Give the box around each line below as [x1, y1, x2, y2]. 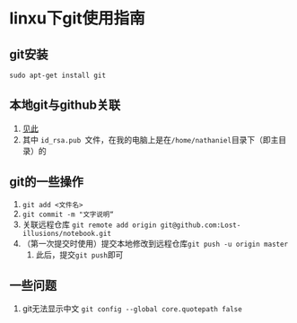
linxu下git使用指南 [9, 8, 145, 29]
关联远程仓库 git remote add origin [22, 219, 157, 230]
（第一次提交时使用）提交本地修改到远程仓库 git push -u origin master [22, 238, 289, 249]
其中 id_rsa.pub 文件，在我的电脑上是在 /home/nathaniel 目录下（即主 [22, 134, 279, 144]
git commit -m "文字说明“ [22, 210, 114, 219]
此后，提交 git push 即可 [35, 249, 124, 260]
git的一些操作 [9, 174, 83, 189]
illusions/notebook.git [22, 229, 112, 238]
